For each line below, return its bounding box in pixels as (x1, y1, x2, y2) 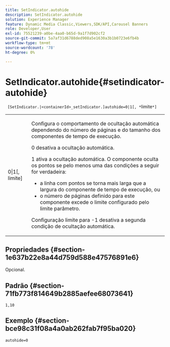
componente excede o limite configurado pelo (39, 199, 149, 206)
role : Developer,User (5, 26, 51, 31)
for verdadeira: (31, 168, 67, 176)
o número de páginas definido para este (39, 192, 135, 199)
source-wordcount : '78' (5, 45, 56, 50)
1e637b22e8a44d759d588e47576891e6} (5, 253, 139, 262)
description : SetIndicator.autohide (5, 12, 82, 17)
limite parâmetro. (39, 205, 80, 212)
